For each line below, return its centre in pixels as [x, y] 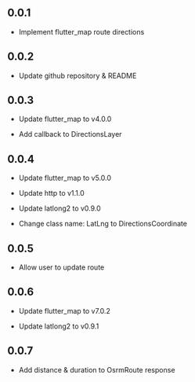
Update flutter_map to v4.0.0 [65, 119]
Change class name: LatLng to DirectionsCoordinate [103, 224]
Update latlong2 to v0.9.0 [60, 208]
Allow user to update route [61, 267]
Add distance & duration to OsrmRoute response [97, 369]
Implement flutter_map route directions [81, 31]
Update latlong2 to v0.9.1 [59, 326]
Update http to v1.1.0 [52, 193]
